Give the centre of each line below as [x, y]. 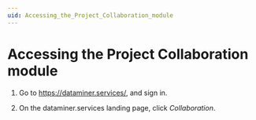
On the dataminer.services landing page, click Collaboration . [117, 107]
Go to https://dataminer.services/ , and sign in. [93, 93]
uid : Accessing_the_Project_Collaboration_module [91, 15]
